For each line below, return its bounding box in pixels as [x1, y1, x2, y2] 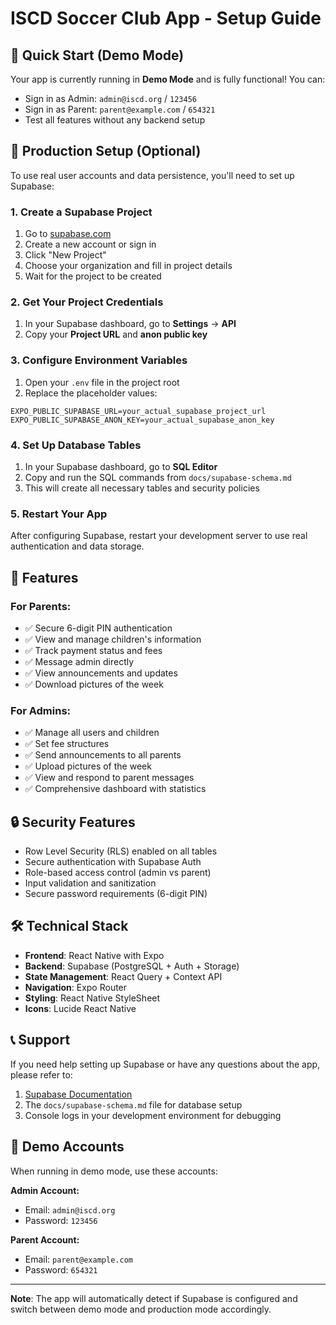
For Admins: [10, 703, 72, 717]
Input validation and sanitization [24, 877, 157, 889]
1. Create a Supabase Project [10, 205, 153, 219]
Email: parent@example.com [24, 1253, 133, 1265]
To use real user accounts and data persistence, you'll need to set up [10, 169, 295, 181]
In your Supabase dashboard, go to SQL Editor [24, 461, 218, 472]
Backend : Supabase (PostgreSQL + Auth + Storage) [24, 960, 240, 972]
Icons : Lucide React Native [24, 1002, 137, 1014]
